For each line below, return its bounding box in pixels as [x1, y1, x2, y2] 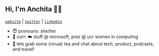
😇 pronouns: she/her [12, 28, 56, 34]
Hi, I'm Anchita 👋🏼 [5, 5, 62, 13]
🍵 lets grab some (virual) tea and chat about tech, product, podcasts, [12, 40, 155, 46]
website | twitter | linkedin [5, 18, 62, 24]
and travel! [12, 46, 35, 52]
